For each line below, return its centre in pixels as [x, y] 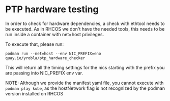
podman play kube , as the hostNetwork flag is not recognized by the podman [85, 88]
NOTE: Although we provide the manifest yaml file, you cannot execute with [84, 83]
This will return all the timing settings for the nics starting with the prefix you [85, 67]
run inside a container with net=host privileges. [55, 34]
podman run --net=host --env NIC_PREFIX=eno [53, 54]
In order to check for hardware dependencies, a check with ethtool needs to [85, 23]
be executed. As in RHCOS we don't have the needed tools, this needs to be [85, 29]
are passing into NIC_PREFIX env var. [44, 73]
